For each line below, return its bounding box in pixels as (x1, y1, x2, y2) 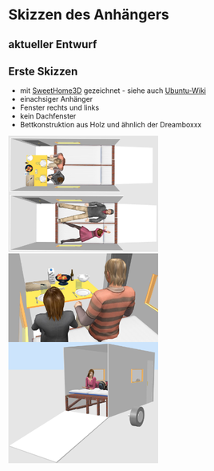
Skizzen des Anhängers (8, 6, 169, 24)
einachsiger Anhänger (19, 95, 93, 104)
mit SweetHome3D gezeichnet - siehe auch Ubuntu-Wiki (19, 86, 206, 95)
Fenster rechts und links (19, 103, 100, 113)
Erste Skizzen (8, 64, 78, 78)
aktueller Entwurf (8, 38, 97, 51)
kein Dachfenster (19, 111, 77, 121)
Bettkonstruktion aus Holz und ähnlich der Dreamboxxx (19, 120, 202, 130)
